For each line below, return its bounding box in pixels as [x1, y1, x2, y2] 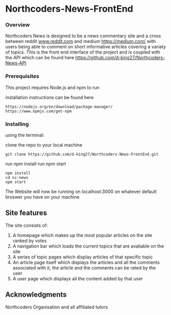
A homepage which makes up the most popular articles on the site [12, 232, 152, 238]
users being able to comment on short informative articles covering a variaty [5, 44, 166, 50]
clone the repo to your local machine [5, 142, 83, 148]
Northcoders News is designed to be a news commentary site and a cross [5, 33, 161, 39]
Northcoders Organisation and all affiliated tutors [5, 304, 108, 310]
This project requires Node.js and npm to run [5, 84, 100, 90]
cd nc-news [5, 175, 29, 180]
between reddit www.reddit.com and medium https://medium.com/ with [5, 38, 156, 44]
